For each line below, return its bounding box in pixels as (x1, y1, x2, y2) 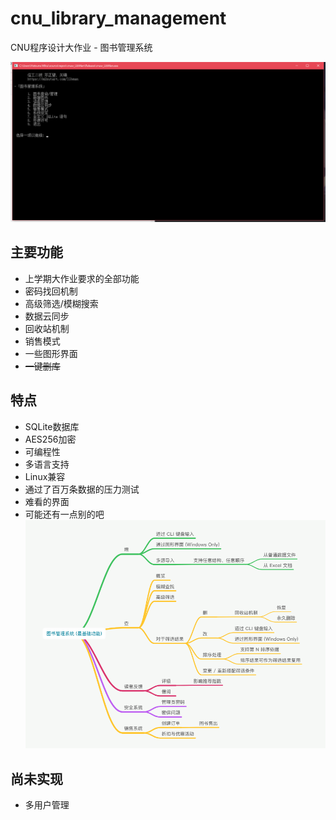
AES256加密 (24, 433, 77, 445)
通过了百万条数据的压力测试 (24, 483, 140, 495)
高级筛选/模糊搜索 (24, 297, 99, 309)
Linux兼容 (24, 470, 66, 482)
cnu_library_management (10, 7, 227, 30)
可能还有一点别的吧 (24, 508, 105, 520)
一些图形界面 (24, 347, 78, 359)
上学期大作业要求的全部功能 (24, 272, 140, 284)
